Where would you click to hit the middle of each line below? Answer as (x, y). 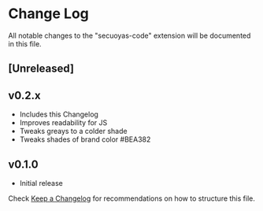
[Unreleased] (41, 69)
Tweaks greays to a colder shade (73, 131)
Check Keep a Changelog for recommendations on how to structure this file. (132, 198)
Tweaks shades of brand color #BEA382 (85, 139)
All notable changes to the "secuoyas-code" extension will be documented (130, 35)
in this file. (25, 43)
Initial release (41, 183)
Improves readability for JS (63, 123)
